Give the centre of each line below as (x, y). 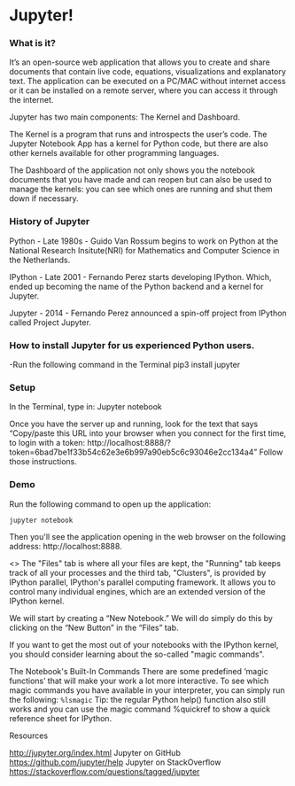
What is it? (32, 43)
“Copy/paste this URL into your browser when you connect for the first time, (147, 433)
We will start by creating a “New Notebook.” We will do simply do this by (141, 618)
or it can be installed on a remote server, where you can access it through (144, 90)
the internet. (31, 100)
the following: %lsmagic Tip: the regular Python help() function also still (137, 699)
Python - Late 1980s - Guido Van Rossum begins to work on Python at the (144, 241)
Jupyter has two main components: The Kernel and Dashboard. (125, 117)
